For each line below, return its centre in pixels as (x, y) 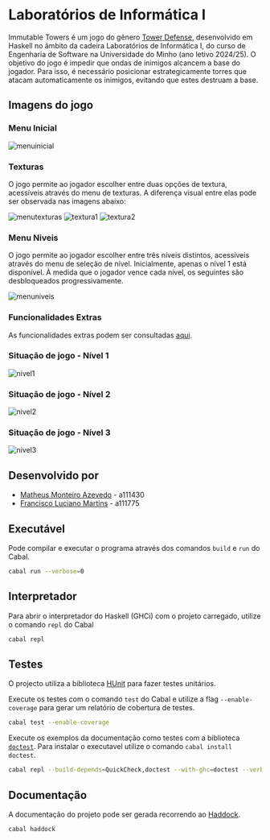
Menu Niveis (33, 238)
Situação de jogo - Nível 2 (59, 394)
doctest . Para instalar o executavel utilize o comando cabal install (121, 747)
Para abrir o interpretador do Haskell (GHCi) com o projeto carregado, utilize (135, 616)
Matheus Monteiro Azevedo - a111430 (82, 495)
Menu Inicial (33, 128)
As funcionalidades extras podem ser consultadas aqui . (100, 335)
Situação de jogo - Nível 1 (59, 356)
